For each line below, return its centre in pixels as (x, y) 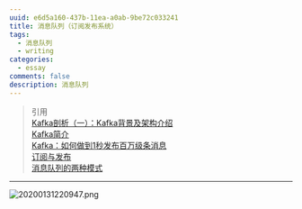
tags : (19, 34)
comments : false (40, 77)
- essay (32, 68)
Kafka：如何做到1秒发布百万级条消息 (99, 145)
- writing (36, 51)
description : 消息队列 (49, 85)
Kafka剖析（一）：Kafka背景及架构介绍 (102, 123)
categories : (31, 59)
